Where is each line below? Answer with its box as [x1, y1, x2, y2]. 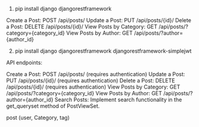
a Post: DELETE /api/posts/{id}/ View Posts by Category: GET [6, 23, 158, 30]
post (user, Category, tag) [6, 114, 70, 121]
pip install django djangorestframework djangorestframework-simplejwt [14, 47, 192, 55]
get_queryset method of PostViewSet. [6, 102, 100, 110]
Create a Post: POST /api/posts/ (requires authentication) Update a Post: [6, 71, 185, 77]
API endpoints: [6, 59, 43, 66]
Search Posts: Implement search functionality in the [55, 96, 182, 103]
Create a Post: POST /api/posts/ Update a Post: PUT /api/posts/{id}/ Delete [6, 17, 192, 23]
